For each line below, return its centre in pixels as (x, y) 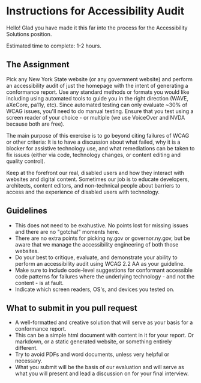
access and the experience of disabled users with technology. (83, 192)
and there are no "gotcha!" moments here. (67, 231)
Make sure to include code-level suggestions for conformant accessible (104, 270)
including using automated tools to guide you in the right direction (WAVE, (97, 98)
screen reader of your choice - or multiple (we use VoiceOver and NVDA (96, 117)
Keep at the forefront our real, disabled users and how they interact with (95, 173)
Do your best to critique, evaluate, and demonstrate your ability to (96, 257)
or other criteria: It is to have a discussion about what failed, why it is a (93, 142)
